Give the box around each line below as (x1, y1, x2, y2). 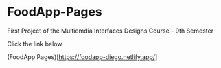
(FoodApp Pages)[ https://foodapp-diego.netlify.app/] (7, 52, 158, 61)
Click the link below (7, 39, 62, 48)
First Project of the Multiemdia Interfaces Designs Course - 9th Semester (7, 27, 214, 35)
